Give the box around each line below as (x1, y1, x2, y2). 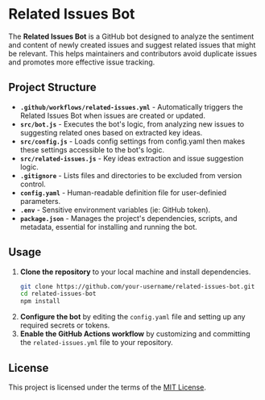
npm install (19, 298, 60, 306)
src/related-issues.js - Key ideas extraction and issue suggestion (19, 153, 244, 163)
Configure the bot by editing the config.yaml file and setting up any (19, 312, 246, 322)
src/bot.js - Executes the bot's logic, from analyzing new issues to (19, 119, 244, 129)
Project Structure (8, 81, 97, 94)
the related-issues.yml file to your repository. (19, 338, 173, 348)
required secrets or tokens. (19, 320, 110, 331)
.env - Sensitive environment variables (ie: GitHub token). (19, 205, 211, 215)
